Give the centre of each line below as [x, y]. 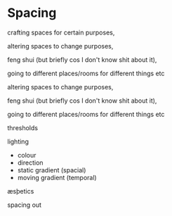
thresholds [23, 127]
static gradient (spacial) [52, 170]
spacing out [25, 205]
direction [30, 163]
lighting [18, 141]
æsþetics [21, 191]
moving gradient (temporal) [57, 177]
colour [27, 155]
